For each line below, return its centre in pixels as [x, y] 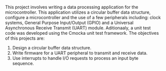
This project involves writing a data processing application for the [72, 7]
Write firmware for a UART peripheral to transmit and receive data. [80, 53]
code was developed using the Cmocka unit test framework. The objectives [82, 33]
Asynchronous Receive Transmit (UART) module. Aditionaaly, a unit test [78, 28]
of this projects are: [25, 38]
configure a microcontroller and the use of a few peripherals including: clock [83, 17]
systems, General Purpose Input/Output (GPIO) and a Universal [69, 23]
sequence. [23, 63]
